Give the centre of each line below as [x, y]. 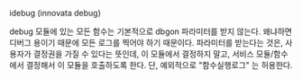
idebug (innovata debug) [55, 13]
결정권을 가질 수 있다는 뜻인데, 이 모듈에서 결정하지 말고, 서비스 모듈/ [153, 54]
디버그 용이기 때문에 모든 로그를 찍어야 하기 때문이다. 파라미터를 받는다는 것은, [146, 43]
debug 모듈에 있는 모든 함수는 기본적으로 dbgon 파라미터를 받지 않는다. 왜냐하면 [151, 31]
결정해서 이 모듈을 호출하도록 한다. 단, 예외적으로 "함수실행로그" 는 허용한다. [159, 65]
